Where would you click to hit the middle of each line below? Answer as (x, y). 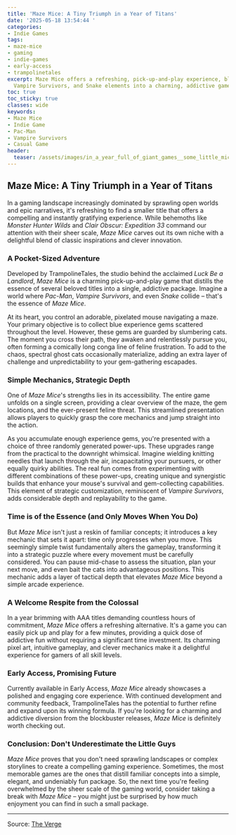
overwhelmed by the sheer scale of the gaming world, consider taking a (111, 789)
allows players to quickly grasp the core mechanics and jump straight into (114, 418)
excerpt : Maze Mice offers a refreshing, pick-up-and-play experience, (114, 79)
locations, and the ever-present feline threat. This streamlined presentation (116, 410)
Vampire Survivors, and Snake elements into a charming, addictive (114, 86)
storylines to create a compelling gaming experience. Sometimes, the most (116, 767)
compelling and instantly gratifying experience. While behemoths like (107, 218)
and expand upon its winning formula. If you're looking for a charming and (114, 711)
